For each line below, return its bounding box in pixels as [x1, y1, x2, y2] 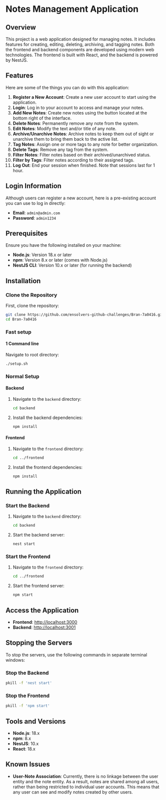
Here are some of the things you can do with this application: [5, 84, 130, 90]
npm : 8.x [12, 735, 32, 741]
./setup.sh [5, 361, 28, 366]
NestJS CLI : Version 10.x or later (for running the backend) [12, 263, 132, 268]
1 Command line [5, 341, 39, 346]
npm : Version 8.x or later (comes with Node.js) [12, 257, 108, 263]
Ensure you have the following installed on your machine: [5, 242, 122, 248]
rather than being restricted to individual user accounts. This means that [12, 784, 160, 790]
